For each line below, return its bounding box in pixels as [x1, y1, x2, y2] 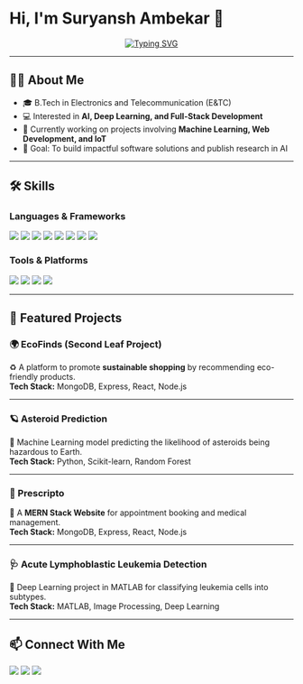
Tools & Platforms [9, 254, 88, 267]
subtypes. [9, 591, 47, 603]
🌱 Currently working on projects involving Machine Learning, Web [22, 124, 271, 134]
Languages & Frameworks [9, 210, 126, 223]
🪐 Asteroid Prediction [9, 412, 108, 425]
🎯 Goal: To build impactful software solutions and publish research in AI [22, 143, 289, 153]
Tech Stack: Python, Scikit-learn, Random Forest [9, 456, 191, 467]
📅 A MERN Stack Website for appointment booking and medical [9, 507, 247, 518]
